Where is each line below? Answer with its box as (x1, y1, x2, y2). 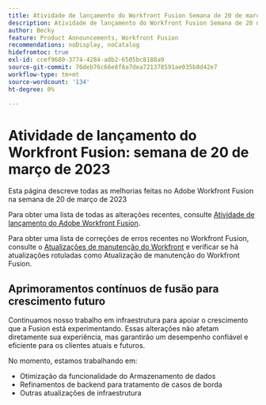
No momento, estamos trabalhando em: (8, 356, 138, 365)
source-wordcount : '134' (8, 78, 90, 86)
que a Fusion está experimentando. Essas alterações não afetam (8, 324, 219, 334)
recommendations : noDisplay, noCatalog (8, 41, 140, 49)
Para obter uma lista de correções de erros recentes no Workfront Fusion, (8, 234, 249, 243)
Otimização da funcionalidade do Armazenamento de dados (19, 372, 216, 381)
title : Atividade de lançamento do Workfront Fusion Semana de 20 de (8, 11, 243, 20)
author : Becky (8, 26, 55, 34)
